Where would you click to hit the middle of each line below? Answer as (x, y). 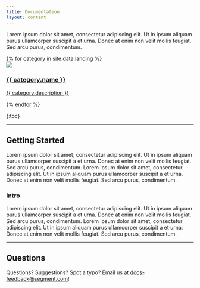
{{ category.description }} (38, 92)
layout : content (26, 17)
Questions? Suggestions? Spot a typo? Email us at (68, 272)
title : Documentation (33, 12)
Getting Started (35, 140)
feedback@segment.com (37, 278)
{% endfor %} (23, 104)
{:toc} (13, 116)
